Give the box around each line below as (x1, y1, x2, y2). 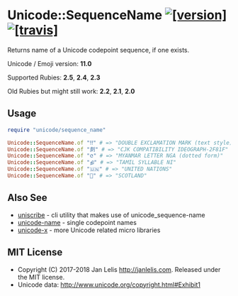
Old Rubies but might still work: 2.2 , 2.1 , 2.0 (7, 87, 135, 95)
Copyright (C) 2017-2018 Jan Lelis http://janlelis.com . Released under (17, 265, 221, 273)
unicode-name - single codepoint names (17, 218, 137, 226)
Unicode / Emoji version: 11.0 (7, 59, 92, 67)
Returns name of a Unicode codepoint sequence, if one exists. (7, 45, 190, 54)
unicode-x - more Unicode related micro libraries (17, 226, 161, 234)
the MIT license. (17, 273, 65, 281)
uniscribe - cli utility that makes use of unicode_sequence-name (17, 210, 205, 219)
